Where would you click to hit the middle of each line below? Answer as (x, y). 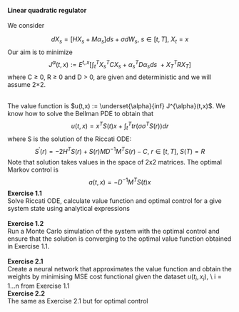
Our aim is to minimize (40, 52)
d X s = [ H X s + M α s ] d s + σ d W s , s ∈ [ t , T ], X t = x (120, 40)
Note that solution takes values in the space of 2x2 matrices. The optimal (115, 162)
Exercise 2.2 (26, 293)
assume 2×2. (27, 85)
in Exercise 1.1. (29, 246)
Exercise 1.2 (26, 224)
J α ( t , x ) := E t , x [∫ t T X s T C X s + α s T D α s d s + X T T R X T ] (120, 64)
